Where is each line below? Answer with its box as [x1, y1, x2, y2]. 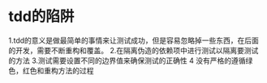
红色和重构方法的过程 [22, 65, 94, 75]
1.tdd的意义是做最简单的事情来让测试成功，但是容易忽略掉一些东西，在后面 [8, 35, 260, 45]
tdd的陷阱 [8, 7, 75, 26]
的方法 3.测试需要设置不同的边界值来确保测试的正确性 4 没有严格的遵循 [8, 56, 246, 65]
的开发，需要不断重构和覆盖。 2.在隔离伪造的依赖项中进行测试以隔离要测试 [8, 45, 259, 55]
